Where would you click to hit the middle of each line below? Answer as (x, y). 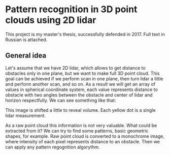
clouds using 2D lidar (51, 20)
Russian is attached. (26, 40)
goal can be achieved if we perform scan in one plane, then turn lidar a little (84, 79)
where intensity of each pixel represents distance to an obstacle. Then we (82, 141)
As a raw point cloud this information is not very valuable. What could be (81, 125)
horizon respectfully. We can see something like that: (61, 100)
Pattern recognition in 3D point (71, 9)
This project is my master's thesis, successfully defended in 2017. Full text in (85, 34)
